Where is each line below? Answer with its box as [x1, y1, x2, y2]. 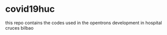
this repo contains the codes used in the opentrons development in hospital [5, 20, 162, 26]
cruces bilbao [5, 25, 34, 31]
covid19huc [5, 3, 55, 15]
